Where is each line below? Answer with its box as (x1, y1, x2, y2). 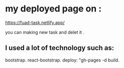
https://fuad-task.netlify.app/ (5, 19, 65, 25)
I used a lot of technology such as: (5, 43, 114, 52)
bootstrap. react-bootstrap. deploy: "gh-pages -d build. (5, 57, 119, 63)
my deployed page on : (5, 3, 101, 14)
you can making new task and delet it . (5, 29, 84, 35)
